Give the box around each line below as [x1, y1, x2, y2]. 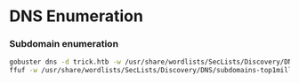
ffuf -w [9, 66, 38, 75]
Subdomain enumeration [9, 38, 118, 50]
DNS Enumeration [9, 6, 144, 26]
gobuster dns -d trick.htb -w [9, 57, 122, 67]
